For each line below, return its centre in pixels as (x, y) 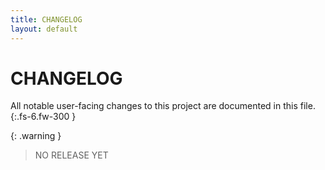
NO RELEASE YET (71, 155)
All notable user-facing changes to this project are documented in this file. (163, 106)
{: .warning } (36, 136)
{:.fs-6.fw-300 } (43, 117)
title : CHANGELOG (46, 19)
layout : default (44, 29)
